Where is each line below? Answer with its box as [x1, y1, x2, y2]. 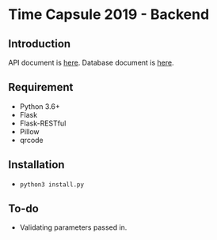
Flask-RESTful [19, 118, 67, 128]
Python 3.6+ [19, 101, 61, 111]
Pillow [19, 126, 40, 136]
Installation [8, 158, 65, 171]
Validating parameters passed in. [19, 223, 128, 232]
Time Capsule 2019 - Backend [8, 6, 210, 24]
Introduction [8, 37, 71, 51]
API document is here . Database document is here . [8, 58, 174, 67]
